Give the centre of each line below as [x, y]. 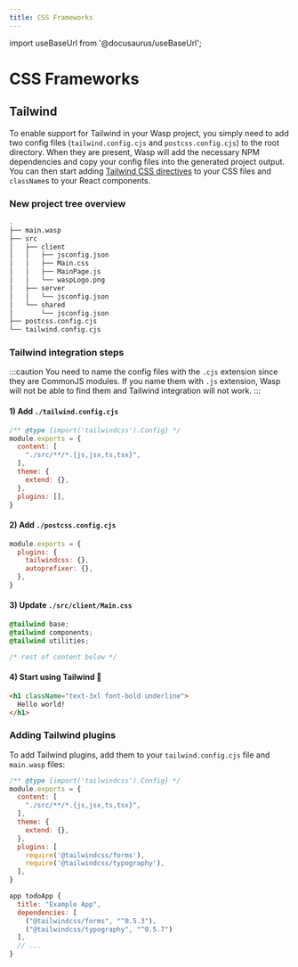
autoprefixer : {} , [59, 569]
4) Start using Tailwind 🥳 [56, 677]
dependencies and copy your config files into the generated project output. [147, 161]
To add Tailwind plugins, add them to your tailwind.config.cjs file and [140, 755]
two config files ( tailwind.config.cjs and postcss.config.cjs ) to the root [145, 143]
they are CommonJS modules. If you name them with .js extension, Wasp [145, 381]
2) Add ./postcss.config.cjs [63, 525]
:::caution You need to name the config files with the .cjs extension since [144, 372]
